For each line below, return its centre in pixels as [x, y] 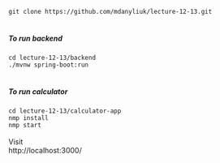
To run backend [36, 38]
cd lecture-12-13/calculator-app [65, 111]
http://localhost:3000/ [45, 150]
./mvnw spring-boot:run [49, 65]
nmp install [28, 118]
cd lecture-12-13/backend [52, 58]
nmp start [25, 125]
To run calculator [38, 91]
